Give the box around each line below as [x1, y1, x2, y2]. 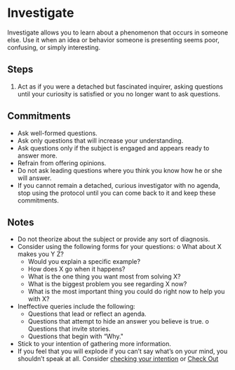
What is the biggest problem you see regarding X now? [27, 280, 187, 288]
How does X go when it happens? [27, 265, 126, 274]
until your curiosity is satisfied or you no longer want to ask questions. [17, 89, 221, 98]
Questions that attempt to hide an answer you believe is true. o [27, 317, 209, 326]
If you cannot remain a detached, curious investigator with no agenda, [17, 181, 221, 189]
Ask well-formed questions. [17, 129, 98, 137]
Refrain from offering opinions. [17, 158, 107, 167]
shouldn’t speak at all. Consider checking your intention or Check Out [17, 355, 219, 363]
